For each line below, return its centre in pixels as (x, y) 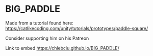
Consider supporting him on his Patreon (47, 38)
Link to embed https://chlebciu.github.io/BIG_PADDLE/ (62, 48)
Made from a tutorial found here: (40, 23)
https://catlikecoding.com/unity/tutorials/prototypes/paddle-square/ (77, 28)
